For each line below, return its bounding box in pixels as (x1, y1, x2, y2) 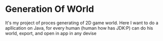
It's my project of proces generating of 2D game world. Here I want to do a (5, 20, 159, 26)
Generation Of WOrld (5, 3, 94, 15)
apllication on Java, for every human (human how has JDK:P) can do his (5, 25, 154, 31)
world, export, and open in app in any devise (5, 30, 97, 36)
